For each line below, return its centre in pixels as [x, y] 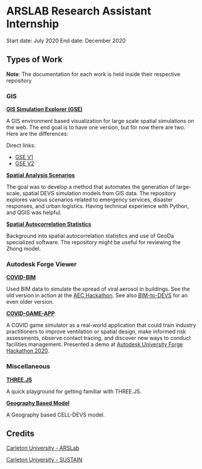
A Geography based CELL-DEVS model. [56, 415]
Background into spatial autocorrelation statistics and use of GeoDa [90, 236]
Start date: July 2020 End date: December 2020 [66, 40]
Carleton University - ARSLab [43, 448]
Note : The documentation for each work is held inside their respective [93, 74]
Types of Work [34, 59]
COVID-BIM [21, 277]
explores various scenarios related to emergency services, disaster [90, 200]
